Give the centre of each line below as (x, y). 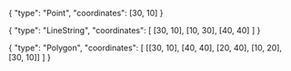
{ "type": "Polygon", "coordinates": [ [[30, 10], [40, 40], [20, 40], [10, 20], (145, 48)
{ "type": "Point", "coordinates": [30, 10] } (86, 13)
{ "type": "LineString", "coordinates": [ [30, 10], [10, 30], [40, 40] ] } (135, 30)
